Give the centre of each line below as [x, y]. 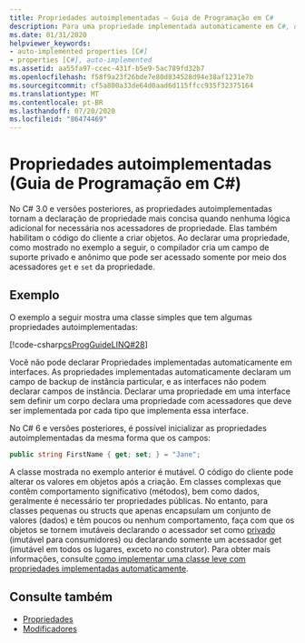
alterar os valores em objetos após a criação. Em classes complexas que [145, 481]
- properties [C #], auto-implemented [81, 60]
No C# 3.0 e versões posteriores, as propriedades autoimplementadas [141, 209]
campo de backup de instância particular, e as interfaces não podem [138, 381]
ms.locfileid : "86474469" [58, 119]
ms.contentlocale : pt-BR [56, 102]
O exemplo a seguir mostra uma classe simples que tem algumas [131, 317]
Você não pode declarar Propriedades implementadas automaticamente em [151, 362]
